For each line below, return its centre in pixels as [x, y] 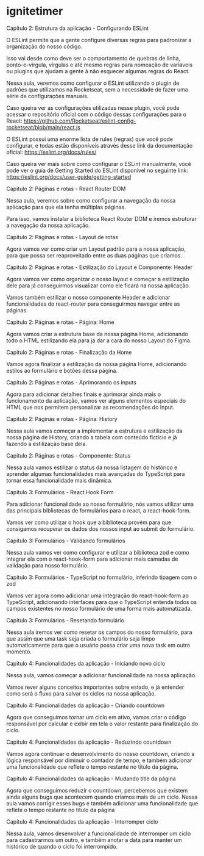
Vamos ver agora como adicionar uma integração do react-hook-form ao [97, 595]
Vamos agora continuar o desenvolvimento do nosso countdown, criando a [100, 753]
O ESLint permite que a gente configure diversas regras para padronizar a [99, 40]
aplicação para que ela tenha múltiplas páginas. [66, 207]
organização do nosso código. [44, 46]
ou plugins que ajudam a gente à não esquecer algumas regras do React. [98, 71]
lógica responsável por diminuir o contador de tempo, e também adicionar [99, 760]
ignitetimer [35, 11]
